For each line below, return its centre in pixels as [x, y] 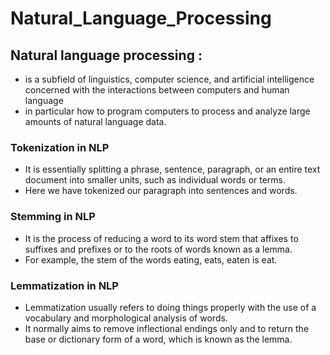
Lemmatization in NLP [64, 285]
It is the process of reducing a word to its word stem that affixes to [161, 238]
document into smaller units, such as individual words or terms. [155, 180]
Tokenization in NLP [60, 147]
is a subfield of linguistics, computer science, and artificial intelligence [169, 79]
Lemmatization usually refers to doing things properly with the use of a [170, 307]
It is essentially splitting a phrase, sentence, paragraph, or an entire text [172, 169]
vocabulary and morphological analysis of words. [126, 318]
